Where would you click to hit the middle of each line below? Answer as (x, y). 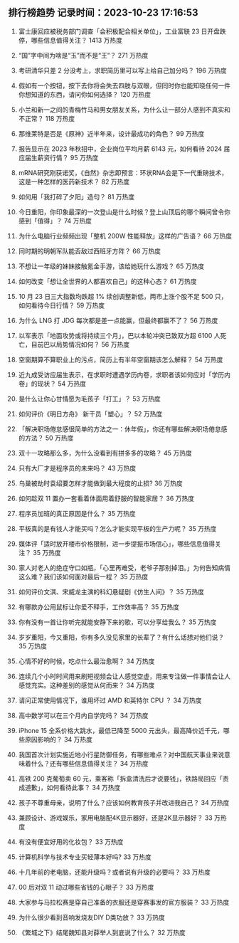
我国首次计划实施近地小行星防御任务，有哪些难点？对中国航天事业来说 (121, 754)
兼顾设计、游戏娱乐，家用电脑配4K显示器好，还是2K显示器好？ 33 (115, 818)
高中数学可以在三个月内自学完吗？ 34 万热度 (83, 715)
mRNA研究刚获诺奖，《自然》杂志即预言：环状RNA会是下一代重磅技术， (123, 172)
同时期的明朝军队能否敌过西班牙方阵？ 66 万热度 (90, 251)
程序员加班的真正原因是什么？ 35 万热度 (77, 513)
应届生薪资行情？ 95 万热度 (58, 157)
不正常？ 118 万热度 (47, 118)
